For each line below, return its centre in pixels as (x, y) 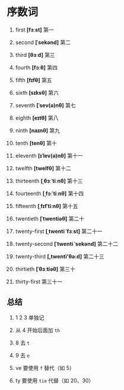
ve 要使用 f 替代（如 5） (45, 367)
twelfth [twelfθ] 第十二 (43, 168)
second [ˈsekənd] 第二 (43, 42)
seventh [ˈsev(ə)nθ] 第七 (45, 105)
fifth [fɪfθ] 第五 (34, 80)
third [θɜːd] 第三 (35, 55)
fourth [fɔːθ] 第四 (36, 67)
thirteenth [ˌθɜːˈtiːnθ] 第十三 (49, 181)
